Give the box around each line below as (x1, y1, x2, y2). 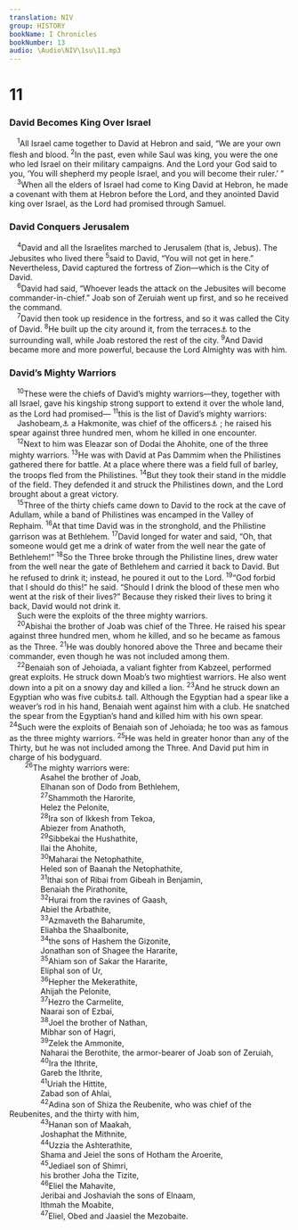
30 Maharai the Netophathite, (40, 853, 144, 864)
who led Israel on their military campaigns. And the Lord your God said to (9, 158, 278, 169)
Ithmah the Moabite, (40, 1200, 114, 1210)
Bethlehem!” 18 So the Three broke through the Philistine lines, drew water (9, 550, 278, 563)
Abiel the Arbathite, (40, 904, 111, 915)
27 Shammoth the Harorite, (40, 791, 136, 803)
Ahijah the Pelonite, (40, 986, 111, 996)
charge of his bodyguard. (9, 751, 102, 763)
